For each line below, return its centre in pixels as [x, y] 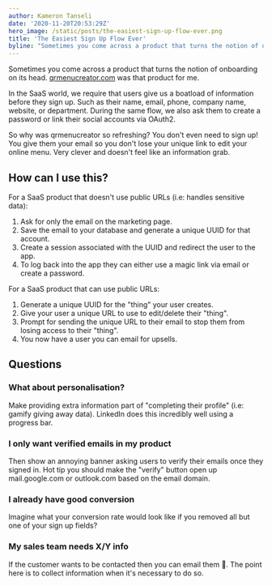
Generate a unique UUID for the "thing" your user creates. [117, 304]
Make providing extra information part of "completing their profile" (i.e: [126, 405]
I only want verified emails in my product [90, 443]
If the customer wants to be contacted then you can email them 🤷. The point [135, 564]
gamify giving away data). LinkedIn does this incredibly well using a [121, 413]
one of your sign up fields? [53, 526]
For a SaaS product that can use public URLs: [84, 289]
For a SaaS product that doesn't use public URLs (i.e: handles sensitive [127, 197]
